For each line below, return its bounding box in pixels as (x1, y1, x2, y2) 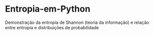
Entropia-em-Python (5, 3, 91, 15)
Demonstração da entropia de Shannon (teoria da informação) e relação (5, 19, 149, 25)
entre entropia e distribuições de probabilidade (5, 24, 99, 30)
